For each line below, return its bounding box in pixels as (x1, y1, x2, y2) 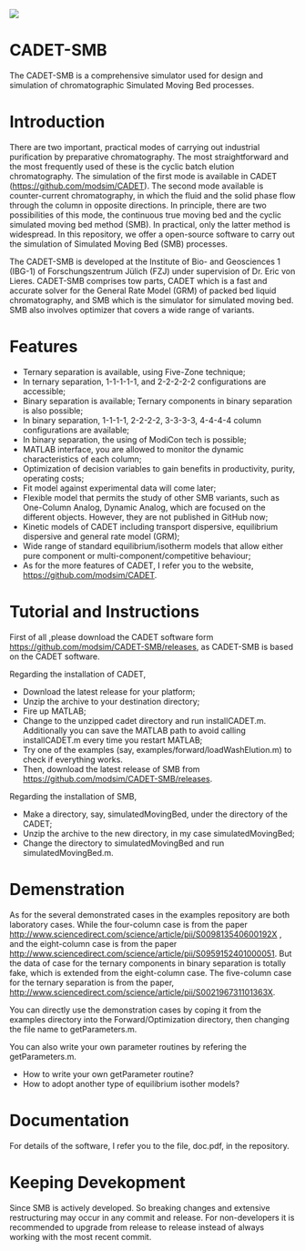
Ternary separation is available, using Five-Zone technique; (22, 366, 246, 377)
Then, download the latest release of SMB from (22, 763, 200, 774)
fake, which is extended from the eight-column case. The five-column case (9, 967, 292, 978)
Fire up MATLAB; (22, 706, 86, 717)
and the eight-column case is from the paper (9, 938, 178, 949)
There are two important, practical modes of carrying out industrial (9, 141, 260, 152)
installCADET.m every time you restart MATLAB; (22, 734, 203, 746)
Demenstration (9, 879, 126, 900)
